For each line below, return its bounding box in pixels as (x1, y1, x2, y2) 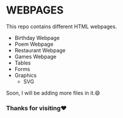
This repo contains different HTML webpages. (6, 23, 117, 30)
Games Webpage (14, 53, 57, 60)
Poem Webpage (14, 41, 54, 48)
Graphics (14, 72, 37, 79)
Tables (14, 59, 31, 66)
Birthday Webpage (14, 34, 60, 41)
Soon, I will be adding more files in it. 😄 (6, 89, 101, 96)
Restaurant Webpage (14, 46, 66, 53)
